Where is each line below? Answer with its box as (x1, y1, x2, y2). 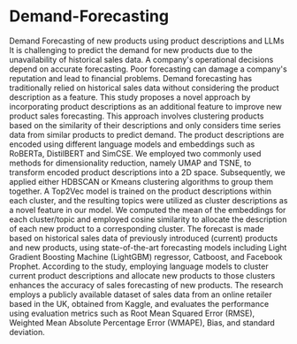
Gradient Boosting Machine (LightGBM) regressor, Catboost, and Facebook (9, 251, 283, 262)
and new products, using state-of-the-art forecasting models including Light (9, 241, 287, 253)
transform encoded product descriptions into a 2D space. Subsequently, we (9, 166, 286, 178)
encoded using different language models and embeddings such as (9, 139, 255, 149)
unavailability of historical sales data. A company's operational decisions (9, 54, 274, 65)
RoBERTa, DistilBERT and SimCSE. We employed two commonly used (9, 148, 262, 158)
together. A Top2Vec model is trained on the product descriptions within (9, 186, 272, 196)
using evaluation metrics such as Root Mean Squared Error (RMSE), (9, 308, 255, 318)
